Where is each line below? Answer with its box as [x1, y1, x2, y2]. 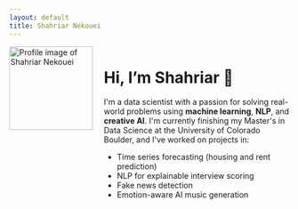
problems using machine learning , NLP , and [125, 106, 290, 117]
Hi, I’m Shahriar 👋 [103, 68, 234, 87]
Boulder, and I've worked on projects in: [103, 134, 250, 145]
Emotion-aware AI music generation [117, 189, 249, 200]
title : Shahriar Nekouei [9, 21, 101, 30]
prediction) [117, 161, 157, 172]
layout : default [9, 12, 69, 22]
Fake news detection [117, 180, 193, 191]
